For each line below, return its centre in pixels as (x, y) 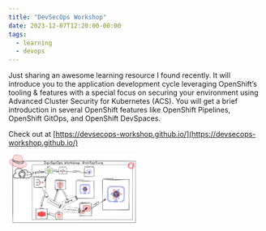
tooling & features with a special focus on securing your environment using (133, 92)
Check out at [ (32, 135)
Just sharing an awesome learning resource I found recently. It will (120, 75)
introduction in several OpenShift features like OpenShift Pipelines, (120, 110)
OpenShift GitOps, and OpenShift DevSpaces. (84, 118)
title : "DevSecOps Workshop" (58, 17)
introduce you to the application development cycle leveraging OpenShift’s (133, 84)
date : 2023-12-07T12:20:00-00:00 (65, 26)
